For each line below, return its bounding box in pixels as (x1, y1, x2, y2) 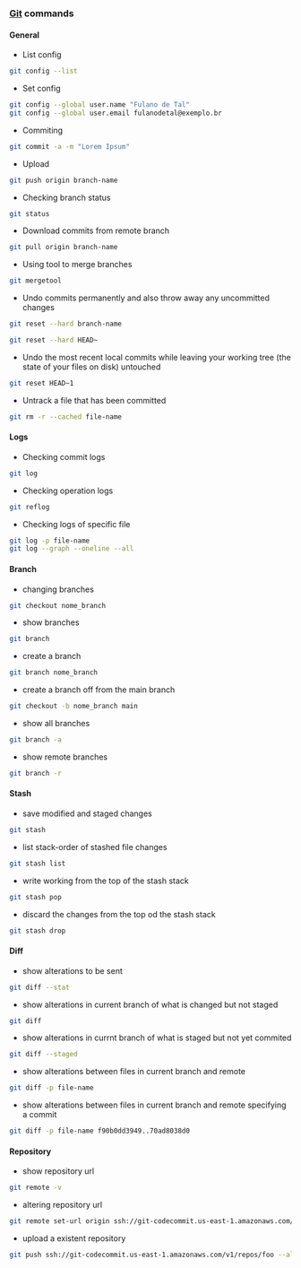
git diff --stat (9, 983, 70, 992)
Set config (21, 83, 61, 93)
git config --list (9, 66, 78, 76)
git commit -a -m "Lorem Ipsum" (9, 142, 130, 151)
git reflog (9, 502, 50, 511)
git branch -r (9, 769, 63, 777)
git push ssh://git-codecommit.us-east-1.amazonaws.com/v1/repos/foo (9, 1250, 275, 1260)
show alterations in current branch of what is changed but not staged (21, 999, 279, 1010)
